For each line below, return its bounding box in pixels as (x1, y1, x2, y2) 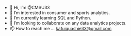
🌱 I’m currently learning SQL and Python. (9, 15, 91, 20)
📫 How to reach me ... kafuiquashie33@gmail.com (9, 26, 112, 31)
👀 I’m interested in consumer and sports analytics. (9, 10, 110, 16)
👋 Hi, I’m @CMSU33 (9, 5, 50, 10)
